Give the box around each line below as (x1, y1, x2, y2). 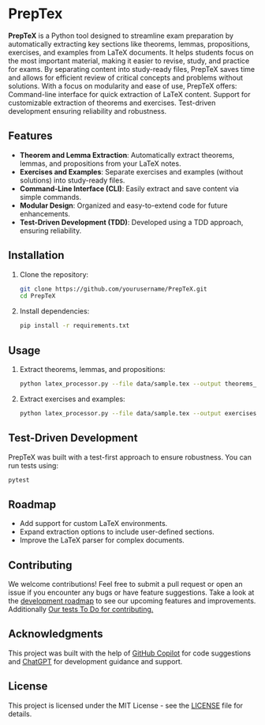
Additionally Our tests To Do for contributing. (8, 605, 154, 614)
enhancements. (19, 208, 71, 218)
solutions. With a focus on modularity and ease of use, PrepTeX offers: (8, 81, 237, 91)
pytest (8, 475, 30, 484)
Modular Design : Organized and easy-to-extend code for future (19, 201, 228, 210)
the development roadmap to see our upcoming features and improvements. (8, 596, 256, 606)
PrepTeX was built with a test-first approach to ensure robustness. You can (8, 452, 252, 462)
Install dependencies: (19, 306, 90, 316)
